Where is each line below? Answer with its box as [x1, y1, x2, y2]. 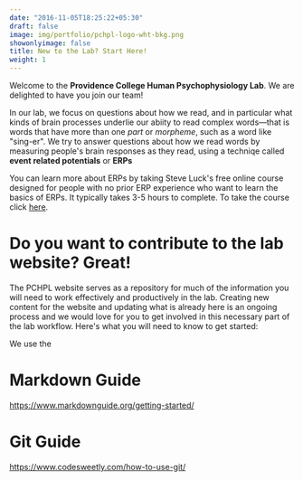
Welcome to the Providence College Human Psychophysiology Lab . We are [9, 80, 295, 90]
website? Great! [9, 252, 131, 273]
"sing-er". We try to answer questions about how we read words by [9, 137, 260, 146]
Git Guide [9, 431, 81, 452]
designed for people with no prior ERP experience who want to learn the [9, 183, 279, 193]
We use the [9, 338, 52, 349]
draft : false [9, 22, 59, 31]
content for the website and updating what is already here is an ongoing [9, 301, 278, 312]
